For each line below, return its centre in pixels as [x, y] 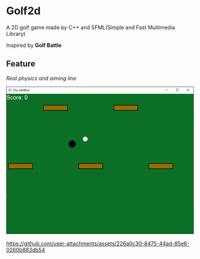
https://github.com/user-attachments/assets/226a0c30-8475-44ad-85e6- [98, 243]
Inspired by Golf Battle [34, 45]
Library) [16, 33]
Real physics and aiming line [41, 78]
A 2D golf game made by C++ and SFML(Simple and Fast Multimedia [91, 27]
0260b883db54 [26, 249]
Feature [21, 64]
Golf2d [24, 11]
